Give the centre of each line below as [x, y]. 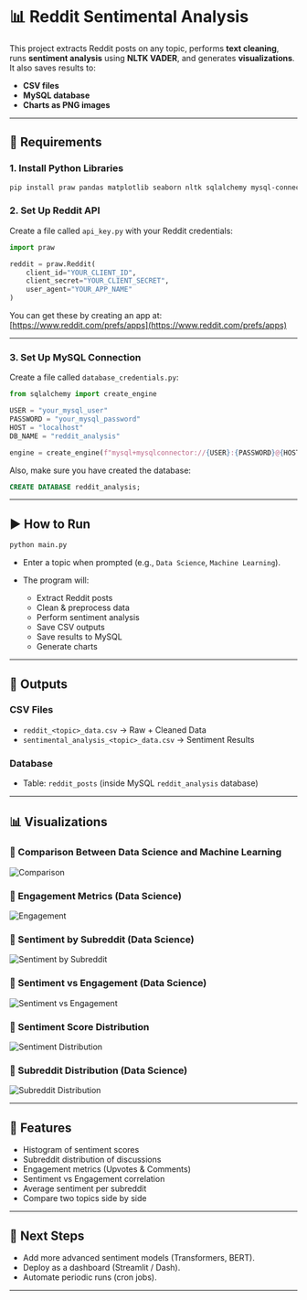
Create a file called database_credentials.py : [94, 377]
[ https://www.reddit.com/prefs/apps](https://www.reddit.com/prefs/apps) [148, 326]
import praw [32, 247]
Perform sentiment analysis [88, 618]
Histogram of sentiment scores [81, 1150]
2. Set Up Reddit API [55, 210]
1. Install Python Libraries [67, 168]
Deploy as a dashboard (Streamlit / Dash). [101, 1267]
